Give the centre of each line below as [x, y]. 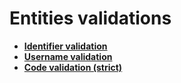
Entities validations [90, 18]
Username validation [68, 56]
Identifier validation [65, 46]
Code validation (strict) [73, 67]
